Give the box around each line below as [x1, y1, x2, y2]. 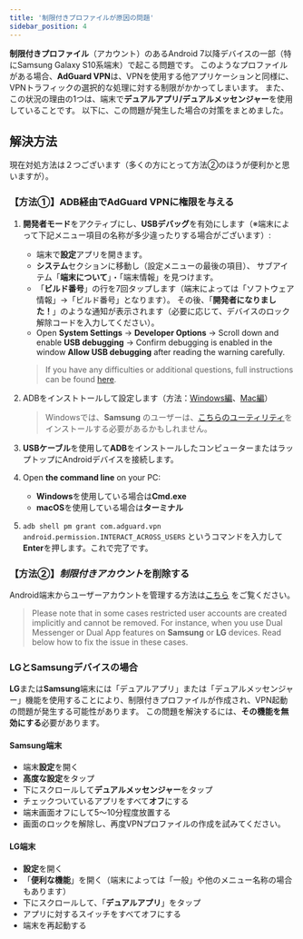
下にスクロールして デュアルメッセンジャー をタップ [22, 785, 213, 796]
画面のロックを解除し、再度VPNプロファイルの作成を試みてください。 [22, 818, 286, 829]
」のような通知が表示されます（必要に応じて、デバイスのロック [52, 305, 290, 316]
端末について [60, 272, 108, 282]
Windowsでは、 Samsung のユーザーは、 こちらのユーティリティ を [44, 411, 293, 422]
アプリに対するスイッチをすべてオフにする [22, 908, 181, 919]
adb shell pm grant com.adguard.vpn [22, 521, 161, 531]
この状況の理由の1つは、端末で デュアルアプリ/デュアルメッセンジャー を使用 [9, 93, 293, 104]
